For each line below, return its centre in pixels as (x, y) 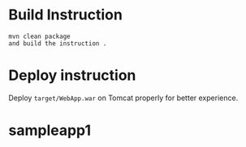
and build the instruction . (58, 43)
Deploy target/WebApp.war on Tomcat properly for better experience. (123, 98)
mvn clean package (39, 36)
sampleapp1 (50, 130)
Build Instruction (66, 15)
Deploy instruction (72, 76)
